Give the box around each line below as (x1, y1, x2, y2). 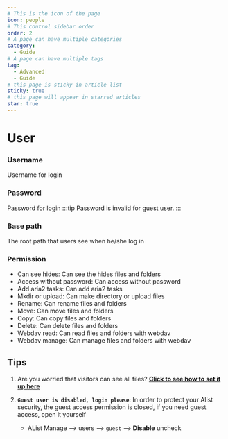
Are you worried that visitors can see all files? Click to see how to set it (17, 375, 221, 384)
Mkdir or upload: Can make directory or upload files (17, 292, 165, 300)
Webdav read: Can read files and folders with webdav (17, 329, 171, 337)
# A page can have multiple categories (7, 36, 123, 43)
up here (17, 382, 40, 390)
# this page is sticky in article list (7, 81, 123, 88)
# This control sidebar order (7, 23, 95, 30)
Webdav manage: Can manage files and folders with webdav (17, 336, 191, 345)
